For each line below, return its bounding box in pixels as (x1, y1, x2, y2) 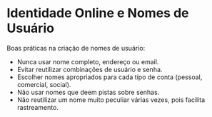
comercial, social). (16, 80, 71, 88)
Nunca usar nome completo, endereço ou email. (16, 57, 159, 66)
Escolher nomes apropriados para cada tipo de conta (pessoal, (16, 73, 203, 81)
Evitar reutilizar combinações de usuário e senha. (16, 65, 163, 73)
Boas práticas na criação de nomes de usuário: (6, 44, 146, 52)
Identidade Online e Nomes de (6, 5, 189, 21)
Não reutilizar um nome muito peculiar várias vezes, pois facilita (16, 95, 206, 104)
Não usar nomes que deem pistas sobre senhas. (16, 88, 160, 96)
